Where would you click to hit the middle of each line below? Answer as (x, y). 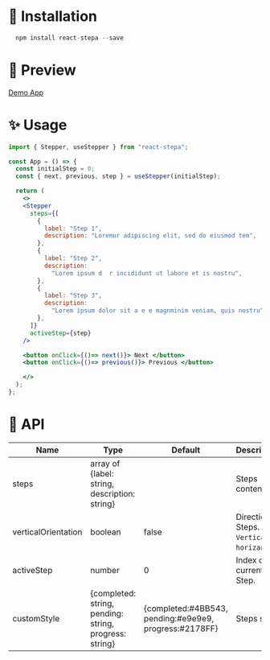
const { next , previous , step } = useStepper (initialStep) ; (118, 176)
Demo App (26, 93)
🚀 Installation (53, 16)
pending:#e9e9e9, (179, 618)
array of (105, 464)
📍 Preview (42, 70)
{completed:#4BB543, (186, 608)
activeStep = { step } (60, 333)
